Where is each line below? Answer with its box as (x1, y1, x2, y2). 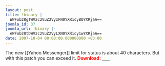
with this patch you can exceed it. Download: (5, 55, 101, 61)
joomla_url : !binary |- (5, 26, 56, 31)
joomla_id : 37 (5, 21, 36, 27)
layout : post (5, 7, 33, 13)
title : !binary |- (5, 12, 45, 17)
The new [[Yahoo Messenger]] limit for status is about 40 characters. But (5, 49, 160, 56)
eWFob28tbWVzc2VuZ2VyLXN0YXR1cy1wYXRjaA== (10, 31, 102, 36)
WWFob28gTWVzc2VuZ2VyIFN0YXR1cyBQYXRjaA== (10, 17, 102, 22)
